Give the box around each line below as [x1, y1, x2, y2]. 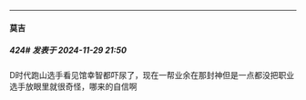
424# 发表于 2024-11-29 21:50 [9, 45, 127, 55]
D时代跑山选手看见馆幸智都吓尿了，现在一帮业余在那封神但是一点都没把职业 [9, 69, 295, 80]
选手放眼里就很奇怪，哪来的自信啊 [9, 81, 138, 92]
